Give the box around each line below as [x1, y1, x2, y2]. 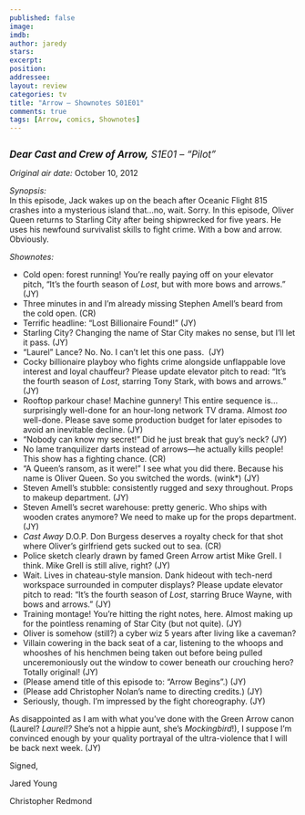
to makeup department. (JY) [22, 492, 129, 503]
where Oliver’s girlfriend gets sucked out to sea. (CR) [22, 540, 222, 552]
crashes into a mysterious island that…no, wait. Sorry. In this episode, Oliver [9, 204, 294, 215]
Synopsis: [9, 185, 47, 196]
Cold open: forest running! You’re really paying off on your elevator [22, 269, 274, 280]
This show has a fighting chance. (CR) [22, 454, 167, 465]
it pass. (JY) [22, 337, 68, 348]
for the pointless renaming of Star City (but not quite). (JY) [22, 618, 243, 630]
